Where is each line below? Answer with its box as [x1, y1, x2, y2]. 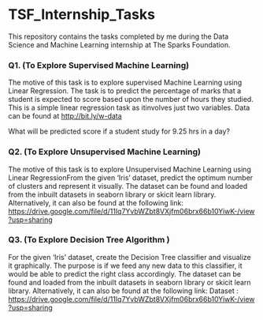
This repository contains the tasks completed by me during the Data [8, 32, 229, 41]
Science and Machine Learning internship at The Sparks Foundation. [8, 40, 231, 49]
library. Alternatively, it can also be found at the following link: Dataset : [8, 286, 239, 296]
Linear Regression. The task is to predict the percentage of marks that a [8, 86, 242, 96]
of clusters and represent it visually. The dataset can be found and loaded [8, 181, 248, 190]
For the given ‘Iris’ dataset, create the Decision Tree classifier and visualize [8, 252, 251, 262]
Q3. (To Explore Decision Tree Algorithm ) [8, 235, 170, 246]
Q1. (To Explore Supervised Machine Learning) [8, 59, 190, 70]
